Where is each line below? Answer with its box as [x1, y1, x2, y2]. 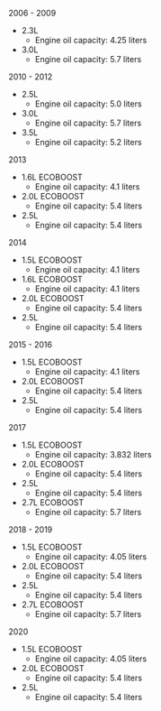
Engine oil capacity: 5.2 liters [34, 137, 142, 147]
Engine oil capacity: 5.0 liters [34, 98, 142, 109]
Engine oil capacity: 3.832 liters [34, 449, 152, 459]
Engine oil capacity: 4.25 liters [34, 35, 148, 45]
